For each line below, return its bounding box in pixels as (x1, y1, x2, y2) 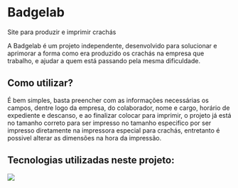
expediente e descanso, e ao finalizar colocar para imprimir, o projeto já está (7, 111, 232, 119)
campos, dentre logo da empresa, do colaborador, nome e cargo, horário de (7, 104, 230, 112)
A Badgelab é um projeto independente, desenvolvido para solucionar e (7, 41, 217, 50)
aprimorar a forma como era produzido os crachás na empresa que (7, 49, 205, 57)
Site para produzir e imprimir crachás (7, 28, 117, 36)
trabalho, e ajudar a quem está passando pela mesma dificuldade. (7, 56, 201, 65)
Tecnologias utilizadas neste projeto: (7, 154, 175, 167)
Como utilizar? (7, 77, 73, 89)
